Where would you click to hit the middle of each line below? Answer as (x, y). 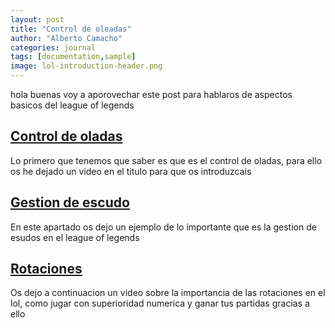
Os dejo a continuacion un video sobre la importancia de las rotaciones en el (168, 293)
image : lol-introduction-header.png (86, 66)
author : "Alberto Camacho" (66, 38)
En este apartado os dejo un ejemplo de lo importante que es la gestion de (163, 227)
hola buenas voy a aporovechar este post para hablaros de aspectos (151, 94)
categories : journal (53, 47)
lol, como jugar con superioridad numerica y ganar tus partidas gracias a (160, 303)
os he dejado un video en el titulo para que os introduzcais (131, 171)
